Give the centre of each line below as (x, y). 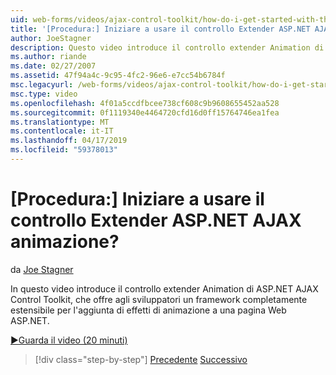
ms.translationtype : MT (60, 122)
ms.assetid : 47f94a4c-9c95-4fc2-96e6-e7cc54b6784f (118, 76)
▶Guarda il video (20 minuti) (69, 340)
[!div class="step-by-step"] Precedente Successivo (141, 359)
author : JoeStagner (51, 38)
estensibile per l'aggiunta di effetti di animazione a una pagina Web (148, 310)
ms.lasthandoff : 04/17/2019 (69, 141)
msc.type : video (44, 94)
